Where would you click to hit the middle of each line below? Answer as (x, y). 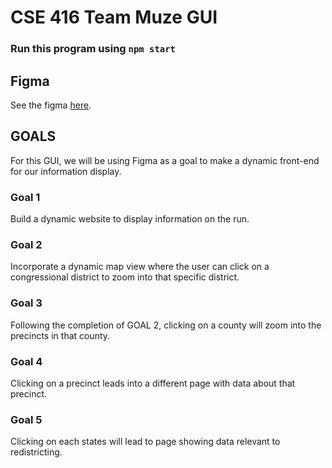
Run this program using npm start (93, 49)
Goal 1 (25, 197)
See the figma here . (51, 105)
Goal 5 (26, 419)
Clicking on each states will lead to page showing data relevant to (145, 442)
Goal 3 (26, 303)
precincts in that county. (60, 335)
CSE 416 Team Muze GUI (114, 17)
